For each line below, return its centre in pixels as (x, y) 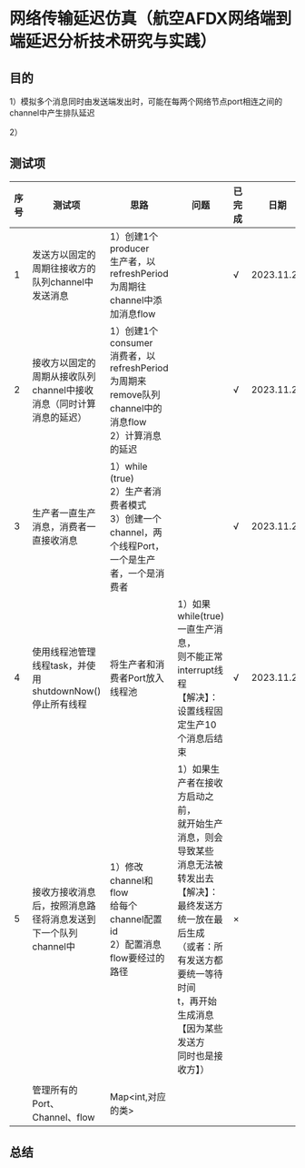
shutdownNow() (67, 691)
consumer (132, 342)
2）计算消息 (136, 435)
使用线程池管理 (64, 652)
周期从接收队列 (64, 376)
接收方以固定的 (64, 362)
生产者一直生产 (64, 513)
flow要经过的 (138, 958)
